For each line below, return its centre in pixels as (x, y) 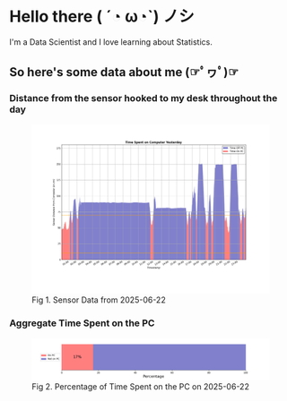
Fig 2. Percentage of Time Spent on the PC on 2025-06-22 (140, 386)
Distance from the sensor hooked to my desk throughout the (143, 98)
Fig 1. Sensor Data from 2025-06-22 (99, 300)
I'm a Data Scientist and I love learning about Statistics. (111, 42)
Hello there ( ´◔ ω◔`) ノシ (102, 17)
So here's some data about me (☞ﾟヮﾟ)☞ (124, 72)
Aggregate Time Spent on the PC (82, 323)
